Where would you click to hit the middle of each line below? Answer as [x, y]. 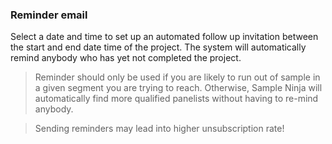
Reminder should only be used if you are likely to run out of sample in [177, 77]
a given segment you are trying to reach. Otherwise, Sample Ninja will [178, 88]
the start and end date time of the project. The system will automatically [158, 47]
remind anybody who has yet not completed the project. [126, 58]
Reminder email [49, 15]
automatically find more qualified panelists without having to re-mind [176, 99]
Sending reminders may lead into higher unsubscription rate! [159, 129]
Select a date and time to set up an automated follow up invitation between [164, 37]
